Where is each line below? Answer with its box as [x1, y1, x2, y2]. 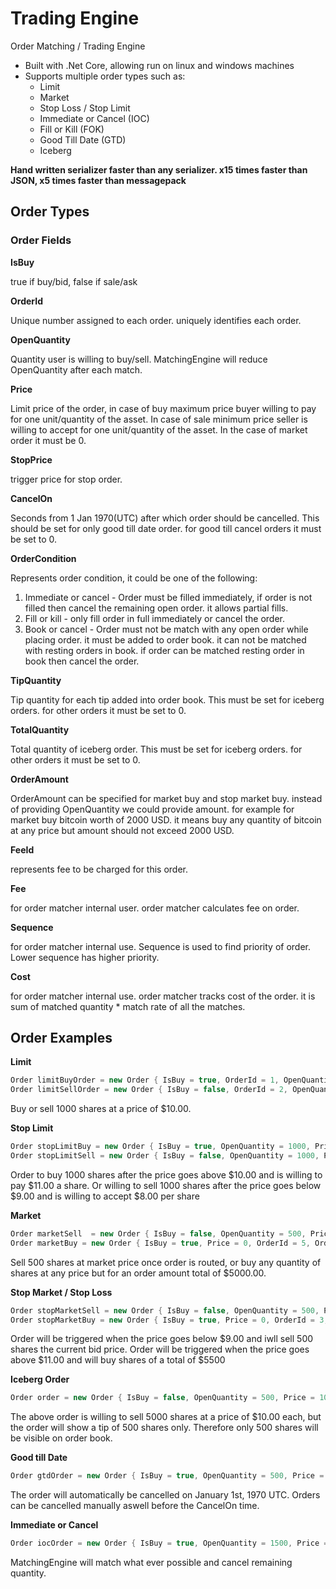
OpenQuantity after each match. [10, 363, 143, 376]
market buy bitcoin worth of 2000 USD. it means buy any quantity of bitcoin [10, 813, 322, 826]
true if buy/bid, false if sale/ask [10, 275, 138, 287]
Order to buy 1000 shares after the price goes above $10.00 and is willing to [10, 1168, 323, 1181]
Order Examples [10, 1030, 113, 1047]
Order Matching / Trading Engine [10, 40, 146, 52]
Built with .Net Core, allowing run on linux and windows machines [24, 59, 295, 71]
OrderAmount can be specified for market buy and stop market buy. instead [10, 792, 323, 804]
